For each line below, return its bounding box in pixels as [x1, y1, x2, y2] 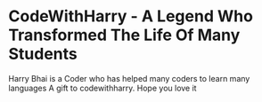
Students [8, 44, 78, 64]
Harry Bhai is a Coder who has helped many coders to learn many [8, 73, 250, 83]
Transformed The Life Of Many [8, 25, 241, 45]
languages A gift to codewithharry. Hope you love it [8, 82, 197, 93]
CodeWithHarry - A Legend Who [8, 6, 253, 27]
